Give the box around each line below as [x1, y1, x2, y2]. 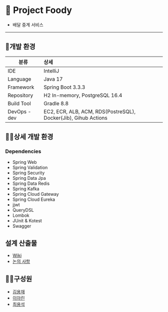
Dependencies [5, 148, 41, 155]
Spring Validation [12, 165, 48, 171]
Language [7, 75, 31, 82]
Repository [7, 92, 33, 99]
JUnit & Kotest [12, 218, 42, 224]
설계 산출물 [5, 239, 37, 247]
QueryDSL [12, 207, 34, 213]
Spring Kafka [12, 186, 39, 192]
